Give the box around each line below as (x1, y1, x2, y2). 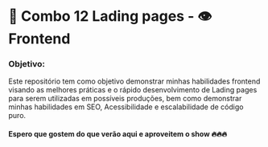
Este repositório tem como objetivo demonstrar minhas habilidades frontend (8, 76, 261, 86)
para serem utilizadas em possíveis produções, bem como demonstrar (8, 94, 242, 104)
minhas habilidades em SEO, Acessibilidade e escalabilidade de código (8, 102, 244, 112)
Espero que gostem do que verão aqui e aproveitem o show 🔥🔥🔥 (8, 129, 228, 139)
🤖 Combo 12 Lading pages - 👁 (8, 7, 212, 26)
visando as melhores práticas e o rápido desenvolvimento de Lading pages (8, 85, 258, 95)
